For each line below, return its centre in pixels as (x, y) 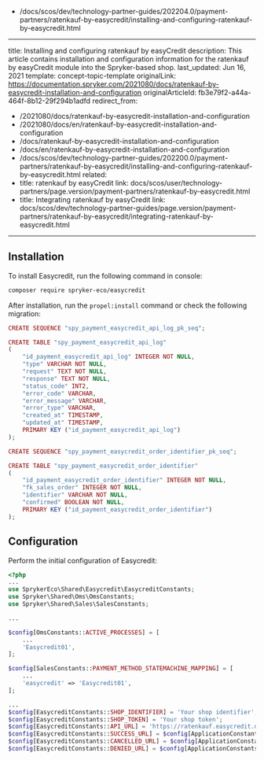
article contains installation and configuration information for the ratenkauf (128, 59)
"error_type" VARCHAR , (59, 408)
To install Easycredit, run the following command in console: (105, 275)
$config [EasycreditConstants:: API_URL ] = (77, 727)
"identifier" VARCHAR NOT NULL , (75, 495)
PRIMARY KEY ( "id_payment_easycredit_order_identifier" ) (117, 509)
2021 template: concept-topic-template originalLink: (92, 76)
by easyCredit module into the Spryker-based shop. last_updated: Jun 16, (127, 67)
